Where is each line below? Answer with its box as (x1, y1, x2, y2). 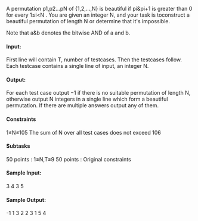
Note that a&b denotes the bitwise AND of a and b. (6, 29, 131, 36)
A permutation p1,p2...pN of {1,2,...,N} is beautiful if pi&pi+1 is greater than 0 (6, 5, 193, 12)
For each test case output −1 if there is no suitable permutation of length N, (6, 89, 191, 97)
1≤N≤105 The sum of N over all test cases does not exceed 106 (6, 129, 161, 136)
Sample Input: (6, 169, 42, 176)
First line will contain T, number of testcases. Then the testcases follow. (6, 56, 182, 63)
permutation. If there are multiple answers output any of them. (6, 102, 159, 109)
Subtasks (6, 142, 30, 150)
